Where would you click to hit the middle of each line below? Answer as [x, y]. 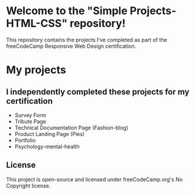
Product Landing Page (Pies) [49, 134]
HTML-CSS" [37, 23]
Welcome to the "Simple [67, 11]
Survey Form [30, 115]
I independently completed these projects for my [98, 92]
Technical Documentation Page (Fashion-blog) [71, 128]
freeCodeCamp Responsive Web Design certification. [71, 46]
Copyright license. [28, 186]
